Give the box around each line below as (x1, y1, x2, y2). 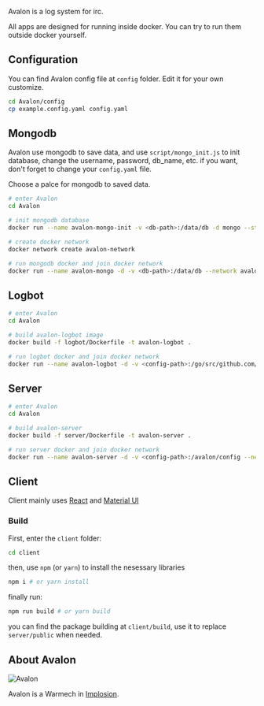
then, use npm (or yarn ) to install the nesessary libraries (8, 563, 185, 572)
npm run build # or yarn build (8, 608, 111, 615)
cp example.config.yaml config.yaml (8, 105, 128, 113)
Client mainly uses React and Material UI (8, 496, 139, 505)
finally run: (8, 593, 43, 602)
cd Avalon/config (8, 98, 65, 106)
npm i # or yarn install (8, 578, 90, 586)
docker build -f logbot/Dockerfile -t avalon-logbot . (8, 338, 192, 346)
